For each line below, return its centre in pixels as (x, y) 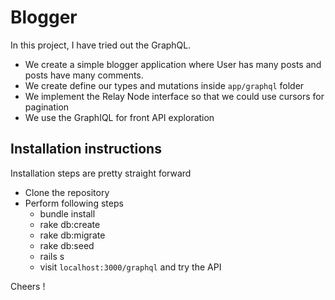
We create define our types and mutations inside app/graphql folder (164, 85)
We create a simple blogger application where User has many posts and (173, 64)
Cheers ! (28, 286)
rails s (52, 256)
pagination (47, 107)
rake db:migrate (72, 235)
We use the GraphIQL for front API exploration (119, 117)
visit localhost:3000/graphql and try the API (130, 267)
